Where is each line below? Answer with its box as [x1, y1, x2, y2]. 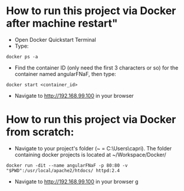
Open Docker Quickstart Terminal [14, 36, 96, 43]
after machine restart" [6, 17, 118, 30]
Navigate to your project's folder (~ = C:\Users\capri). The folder [14, 144, 172, 152]
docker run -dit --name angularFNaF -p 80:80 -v [6, 162, 128, 169]
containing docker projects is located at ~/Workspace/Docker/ [14, 151, 166, 158]
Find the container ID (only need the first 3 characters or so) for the [14, 64, 179, 71]
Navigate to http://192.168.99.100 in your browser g [14, 178, 139, 185]
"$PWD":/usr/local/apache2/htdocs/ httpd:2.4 [6, 167, 120, 173]
